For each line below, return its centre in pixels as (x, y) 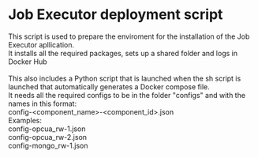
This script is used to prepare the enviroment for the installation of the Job (129, 36)
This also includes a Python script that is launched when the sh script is (125, 78)
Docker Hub (28, 62)
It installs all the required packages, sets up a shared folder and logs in (123, 53)
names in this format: (43, 103)
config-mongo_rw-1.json (48, 145)
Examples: (25, 120)
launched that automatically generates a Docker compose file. (109, 87)
